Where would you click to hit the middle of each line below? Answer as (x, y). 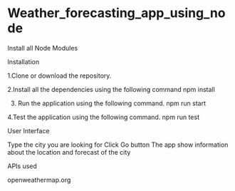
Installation (23, 61)
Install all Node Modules (43, 48)
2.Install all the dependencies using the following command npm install (111, 89)
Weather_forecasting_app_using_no (116, 13)
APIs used (22, 166)
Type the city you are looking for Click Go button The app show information (118, 145)
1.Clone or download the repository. (59, 76)
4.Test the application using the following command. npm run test (103, 117)
